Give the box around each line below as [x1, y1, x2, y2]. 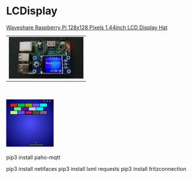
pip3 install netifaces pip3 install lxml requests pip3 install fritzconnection [6, 165, 187, 172]
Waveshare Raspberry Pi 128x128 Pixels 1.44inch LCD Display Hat [6, 24, 168, 31]
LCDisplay [6, 4, 58, 18]
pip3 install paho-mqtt [6, 154, 61, 161]
